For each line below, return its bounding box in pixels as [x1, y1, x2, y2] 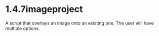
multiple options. [5, 25, 41, 31]
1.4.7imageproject [5, 3, 83, 15]
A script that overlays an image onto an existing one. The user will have [5, 20, 154, 26]
